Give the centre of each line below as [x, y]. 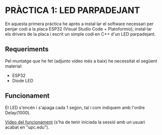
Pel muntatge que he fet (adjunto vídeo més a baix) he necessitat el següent [81, 61]
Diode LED [23, 80]
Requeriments [27, 49]
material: [14, 66]
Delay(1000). [18, 112]
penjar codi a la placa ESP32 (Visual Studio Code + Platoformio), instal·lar [78, 29]
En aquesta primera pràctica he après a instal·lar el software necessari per [79, 24]
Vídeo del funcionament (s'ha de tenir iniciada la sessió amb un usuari [75, 122]
